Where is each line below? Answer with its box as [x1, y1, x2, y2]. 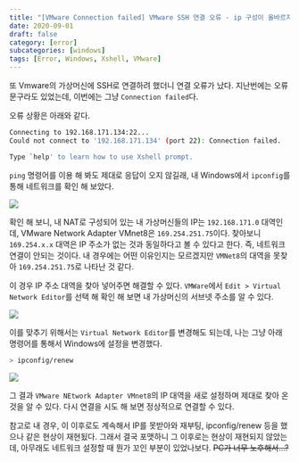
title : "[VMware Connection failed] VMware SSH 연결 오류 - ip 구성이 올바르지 [9, 12, 293, 22]
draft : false [9, 29, 58, 38]
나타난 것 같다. [83, 260, 135, 272]
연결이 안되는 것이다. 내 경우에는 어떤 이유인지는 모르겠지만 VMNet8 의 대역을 [9, 250, 271, 260]
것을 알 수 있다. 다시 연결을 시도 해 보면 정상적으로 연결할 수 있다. [9, 400, 235, 411]
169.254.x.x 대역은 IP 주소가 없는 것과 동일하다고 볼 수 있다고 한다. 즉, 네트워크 [9, 238, 286, 250]
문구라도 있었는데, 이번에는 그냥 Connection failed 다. [9, 91, 199, 102]
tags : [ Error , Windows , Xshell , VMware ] [9, 54, 162, 63]
